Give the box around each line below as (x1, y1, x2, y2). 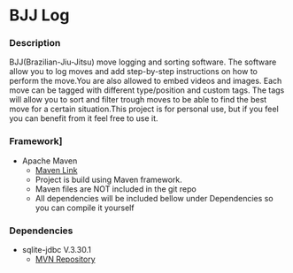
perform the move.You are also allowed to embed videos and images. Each (9, 76, 282, 87)
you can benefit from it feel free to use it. (9, 113, 158, 124)
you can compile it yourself (35, 202, 135, 213)
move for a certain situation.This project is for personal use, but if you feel (9, 103, 279, 115)
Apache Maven (21, 155, 78, 166)
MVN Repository (35, 254, 96, 265)
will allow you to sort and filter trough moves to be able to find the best (9, 95, 267, 105)
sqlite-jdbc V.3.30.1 (21, 245, 91, 255)
